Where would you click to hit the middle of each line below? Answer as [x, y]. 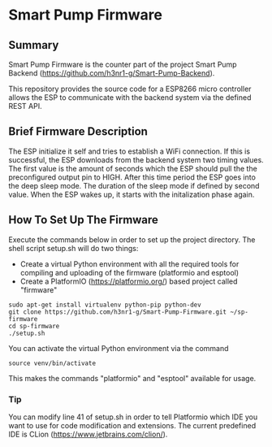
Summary [34, 45]
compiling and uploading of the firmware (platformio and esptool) [130, 272]
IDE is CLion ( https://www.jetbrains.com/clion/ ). [88, 434]
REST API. [25, 106]
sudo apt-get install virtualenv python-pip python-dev [105, 305]
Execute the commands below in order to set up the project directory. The [132, 239]
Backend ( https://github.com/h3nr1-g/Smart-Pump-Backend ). [112, 73]
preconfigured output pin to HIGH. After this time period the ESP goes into [132, 177]
